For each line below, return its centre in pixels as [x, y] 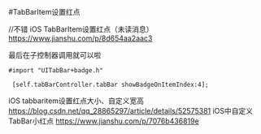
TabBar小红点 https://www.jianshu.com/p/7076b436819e [104, 121]
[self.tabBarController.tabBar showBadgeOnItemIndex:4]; [110, 84]
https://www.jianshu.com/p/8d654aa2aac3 [80, 38]
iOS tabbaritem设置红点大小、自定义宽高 [76, 101]
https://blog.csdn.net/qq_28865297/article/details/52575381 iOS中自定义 [131, 111]
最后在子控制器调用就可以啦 [55, 55]
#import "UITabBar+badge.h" [56, 71]
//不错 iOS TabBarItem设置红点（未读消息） [81, 29]
